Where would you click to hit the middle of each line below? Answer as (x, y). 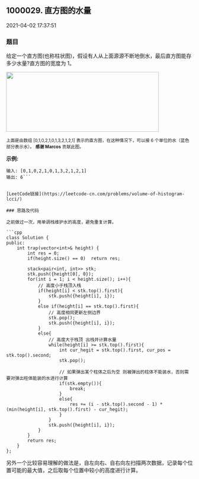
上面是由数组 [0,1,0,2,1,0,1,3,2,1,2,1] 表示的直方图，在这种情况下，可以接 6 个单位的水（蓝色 (98, 141)
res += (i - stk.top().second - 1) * (116, 405)
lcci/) (14, 199)
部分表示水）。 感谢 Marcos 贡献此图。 (45, 147)
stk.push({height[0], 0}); (61, 274)
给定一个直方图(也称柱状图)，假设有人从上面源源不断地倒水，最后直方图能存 (99, 56)
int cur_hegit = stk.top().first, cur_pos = (115, 350)
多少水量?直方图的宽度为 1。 (41, 64)
